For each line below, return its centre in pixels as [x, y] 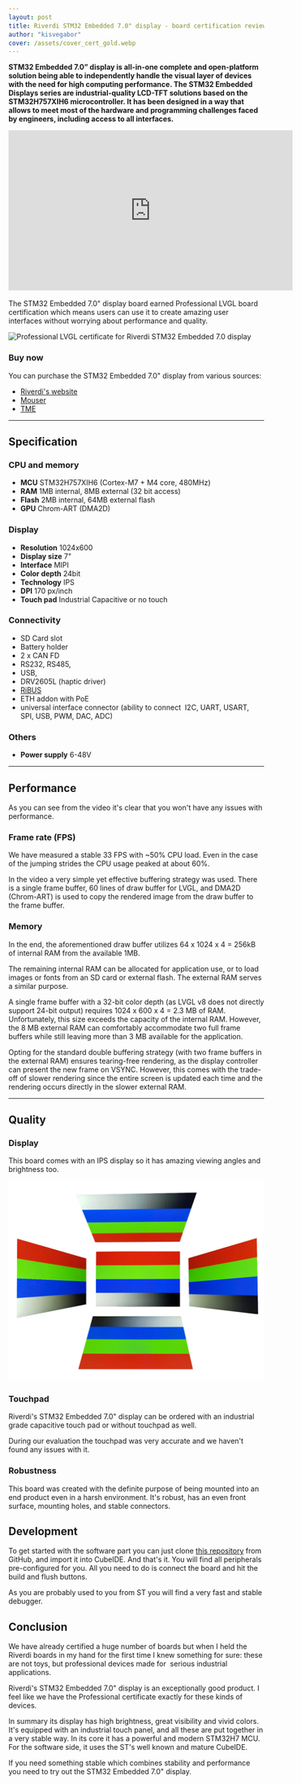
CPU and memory [44, 465]
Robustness [32, 1471]
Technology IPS [47, 582]
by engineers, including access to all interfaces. [91, 119]
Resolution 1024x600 [56, 547]
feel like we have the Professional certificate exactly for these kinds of [126, 1697]
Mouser [33, 400]
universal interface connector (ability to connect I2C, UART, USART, [135, 707]
